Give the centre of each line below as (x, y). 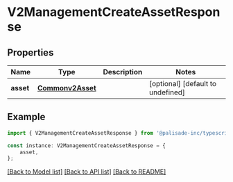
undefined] (167, 92)
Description (123, 72)
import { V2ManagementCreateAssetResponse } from (80, 133)
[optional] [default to (183, 84)
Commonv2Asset (67, 88)
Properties (31, 52)
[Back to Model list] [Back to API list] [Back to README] (87, 172)
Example (26, 117)
